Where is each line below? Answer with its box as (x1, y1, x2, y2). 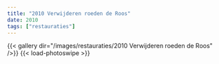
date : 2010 (7, 17, 39, 23)
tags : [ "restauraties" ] (7, 23, 76, 30)
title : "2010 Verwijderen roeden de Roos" (7, 10, 131, 17)
